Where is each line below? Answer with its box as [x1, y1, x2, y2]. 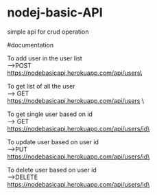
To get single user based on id [7, 110, 93, 118]
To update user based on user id [7, 137, 99, 146]
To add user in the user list [7, 54, 82, 62]
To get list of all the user [7, 82, 75, 90]
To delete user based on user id [7, 165, 97, 174]
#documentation [7, 41, 53, 49]
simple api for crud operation [7, 27, 89, 36]
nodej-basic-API [7, 5, 103, 21]
